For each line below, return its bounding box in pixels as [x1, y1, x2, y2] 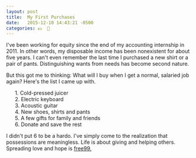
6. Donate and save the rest [14, 121, 82, 128]
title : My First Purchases [6, 14, 76, 20]
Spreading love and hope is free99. [6, 145, 92, 152]
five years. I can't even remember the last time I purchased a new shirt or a [6, 54, 189, 61]
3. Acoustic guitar [14, 102, 58, 109]
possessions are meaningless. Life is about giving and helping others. [6, 138, 176, 146]
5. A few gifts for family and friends [14, 115, 100, 122]
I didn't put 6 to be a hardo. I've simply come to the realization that [6, 133, 168, 140]
